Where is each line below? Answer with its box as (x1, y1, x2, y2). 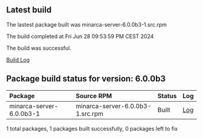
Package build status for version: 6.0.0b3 (6, 74, 166, 84)
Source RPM (76, 91, 112, 100)
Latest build (6, 5, 52, 15)
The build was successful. (6, 44, 71, 51)
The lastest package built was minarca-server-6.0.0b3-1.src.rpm (6, 21, 167, 28)
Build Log (6, 56, 30, 63)
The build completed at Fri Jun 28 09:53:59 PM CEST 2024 (6, 33, 154, 40)
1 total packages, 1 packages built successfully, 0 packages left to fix (6, 125, 178, 132)
